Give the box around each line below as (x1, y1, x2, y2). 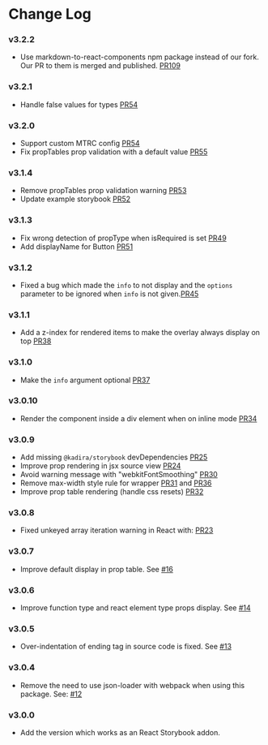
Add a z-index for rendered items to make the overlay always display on (19, 328, 261, 338)
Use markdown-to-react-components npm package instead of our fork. (19, 52, 259, 62)
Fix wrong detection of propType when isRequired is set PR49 (19, 233, 227, 243)
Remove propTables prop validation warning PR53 (19, 186, 187, 196)
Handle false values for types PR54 (19, 99, 138, 110)
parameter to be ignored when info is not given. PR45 (19, 289, 199, 299)
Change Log (8, 5, 91, 24)
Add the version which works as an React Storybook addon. (19, 727, 221, 737)
